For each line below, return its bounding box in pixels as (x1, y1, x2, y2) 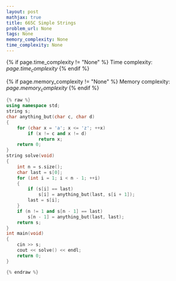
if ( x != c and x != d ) (28, 130, 87, 136)
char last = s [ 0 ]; (17, 169, 63, 175)
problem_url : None (6, 25, 52, 32)
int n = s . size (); (17, 164, 63, 170)
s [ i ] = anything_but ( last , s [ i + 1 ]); (38, 192, 135, 198)
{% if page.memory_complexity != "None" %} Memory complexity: (6, 78, 171, 85)
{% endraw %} (6, 269, 39, 275)
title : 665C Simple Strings (6, 20, 77, 26)
